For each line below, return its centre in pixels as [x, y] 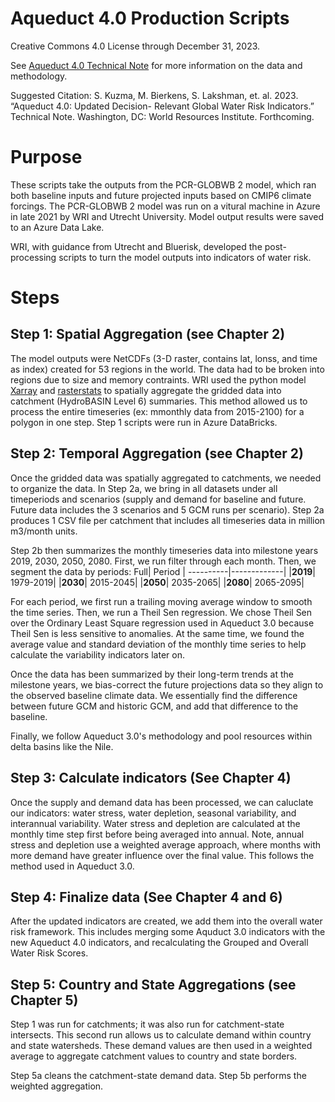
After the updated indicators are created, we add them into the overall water [166, 921]
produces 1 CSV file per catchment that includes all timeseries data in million [168, 520]
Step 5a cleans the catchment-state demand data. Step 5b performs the [158, 1076]
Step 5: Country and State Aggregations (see [153, 984]
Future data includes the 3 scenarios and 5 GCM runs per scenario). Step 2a [167, 509]
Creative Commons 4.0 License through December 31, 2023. [135, 46]
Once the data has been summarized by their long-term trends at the [152, 674]
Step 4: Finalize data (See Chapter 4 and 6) [146, 897]
